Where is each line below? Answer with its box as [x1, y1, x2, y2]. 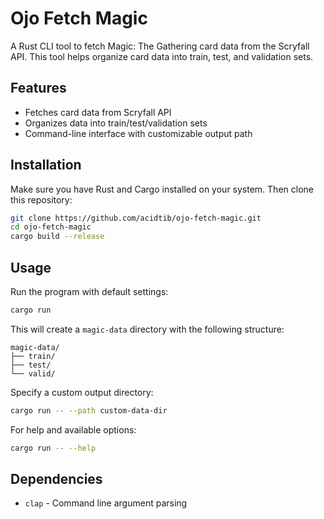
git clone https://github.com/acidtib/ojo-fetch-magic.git [10, 213, 262, 223]
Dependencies [10, 471, 103, 488]
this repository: [10, 193, 73, 206]
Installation [10, 157, 82, 174]
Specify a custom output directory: [10, 386, 154, 398]
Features [10, 80, 67, 97]
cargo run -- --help [10, 443, 97, 453]
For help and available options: [10, 423, 137, 436]
